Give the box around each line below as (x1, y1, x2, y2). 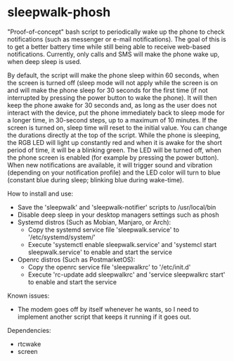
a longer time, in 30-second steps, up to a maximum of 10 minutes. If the (7, 115, 218, 124)
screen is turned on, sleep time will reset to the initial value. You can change (7, 123, 228, 132)
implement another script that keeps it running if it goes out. (17, 312, 192, 321)
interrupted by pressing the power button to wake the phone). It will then (7, 93, 218, 102)
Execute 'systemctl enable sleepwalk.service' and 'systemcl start (27, 240, 217, 248)
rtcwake (17, 339, 41, 348)
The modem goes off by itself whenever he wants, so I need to (17, 305, 199, 313)
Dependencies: (7, 326, 51, 334)
